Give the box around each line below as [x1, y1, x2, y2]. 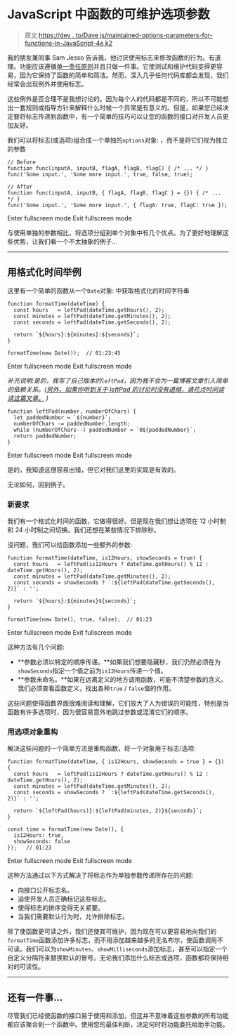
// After [7, 183, 33, 190]
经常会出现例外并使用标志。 [7, 79, 88, 88]
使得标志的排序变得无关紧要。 [17, 904, 104, 912]
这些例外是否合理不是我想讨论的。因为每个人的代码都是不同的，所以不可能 [7, 94, 223, 103]
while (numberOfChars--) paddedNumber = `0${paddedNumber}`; [13, 426, 197, 433]
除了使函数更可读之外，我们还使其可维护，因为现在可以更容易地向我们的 [7, 928, 216, 936]
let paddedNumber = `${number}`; [13, 414, 112, 421]
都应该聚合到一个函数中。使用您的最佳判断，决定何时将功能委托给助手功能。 [7, 1020, 229, 1029]
